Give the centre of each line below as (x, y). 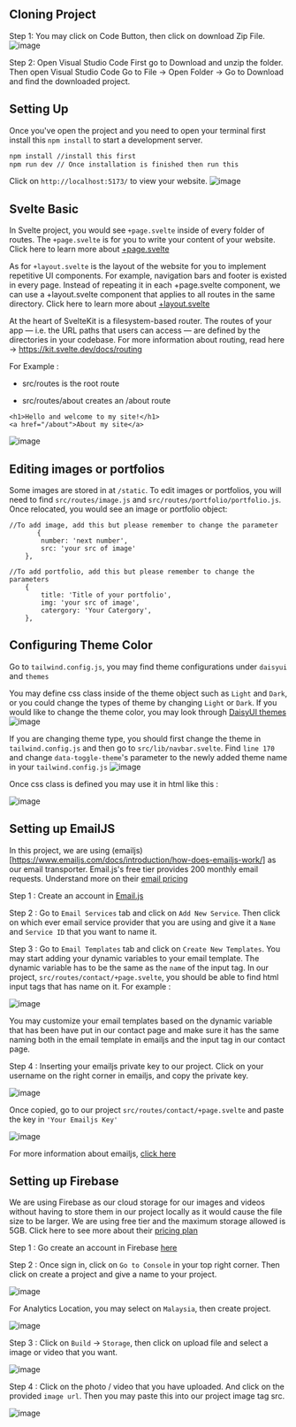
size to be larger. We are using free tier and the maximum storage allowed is (148, 1222)
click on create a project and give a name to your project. (113, 1275)
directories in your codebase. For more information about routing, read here (147, 340)
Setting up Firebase (64, 1181)
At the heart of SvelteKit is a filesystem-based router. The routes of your (140, 321)
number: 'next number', (84, 541)
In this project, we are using (60, 850)
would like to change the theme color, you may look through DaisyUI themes (148, 712)
